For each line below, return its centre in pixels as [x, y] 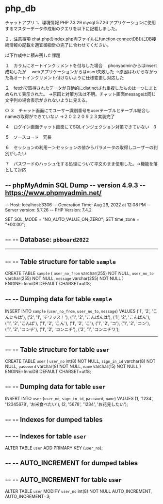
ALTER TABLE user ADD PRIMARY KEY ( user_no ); [54, 448]
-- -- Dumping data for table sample [59, 299]
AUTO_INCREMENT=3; [28, 496]
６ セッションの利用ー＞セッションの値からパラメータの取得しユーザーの [79, 147]
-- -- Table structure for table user [57, 350]
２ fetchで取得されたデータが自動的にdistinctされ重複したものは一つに [77, 88]
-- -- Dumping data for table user [55, 387]
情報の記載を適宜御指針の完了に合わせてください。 [60, 45]
